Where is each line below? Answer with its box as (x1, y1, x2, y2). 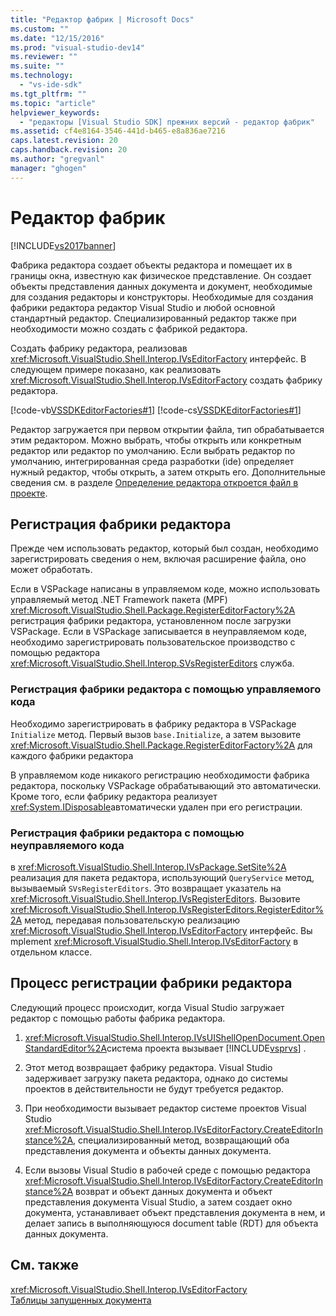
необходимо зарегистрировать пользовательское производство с (10, 636, 296, 648)
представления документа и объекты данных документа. (24, 1144, 272, 1156)
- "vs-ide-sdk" (19, 80, 83, 90)
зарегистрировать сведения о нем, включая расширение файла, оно (10, 553, 307, 565)
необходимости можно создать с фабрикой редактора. (10, 322, 248, 335)
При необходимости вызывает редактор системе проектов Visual (24, 1102, 307, 1114)
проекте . (10, 487, 48, 499)
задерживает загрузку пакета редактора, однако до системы (24, 1072, 288, 1084)
